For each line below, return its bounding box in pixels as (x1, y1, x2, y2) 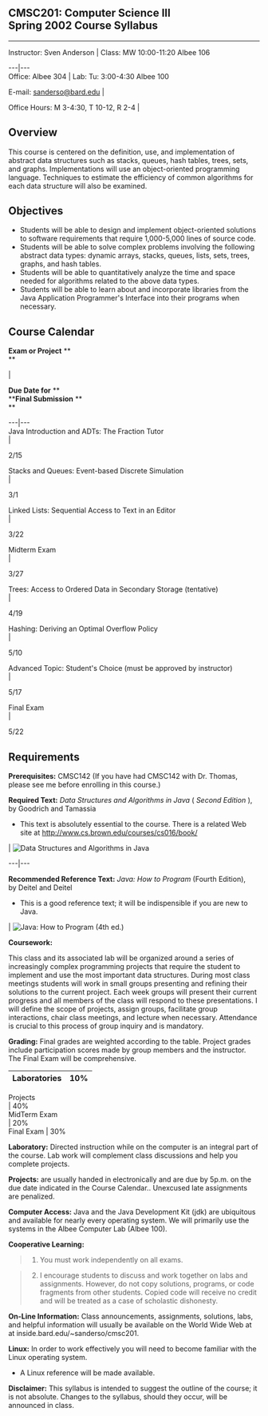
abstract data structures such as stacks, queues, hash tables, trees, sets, (8, 155, 249, 165)
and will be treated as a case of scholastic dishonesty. (39, 1296, 218, 1306)
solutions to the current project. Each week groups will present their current (8, 987, 257, 997)
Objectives (8, 204, 64, 218)
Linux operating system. (8, 1353, 88, 1362)
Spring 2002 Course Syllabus (8, 19, 158, 33)
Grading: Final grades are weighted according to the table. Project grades (8, 1037, 251, 1047)
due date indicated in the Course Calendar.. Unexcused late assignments (8, 1183, 248, 1193)
